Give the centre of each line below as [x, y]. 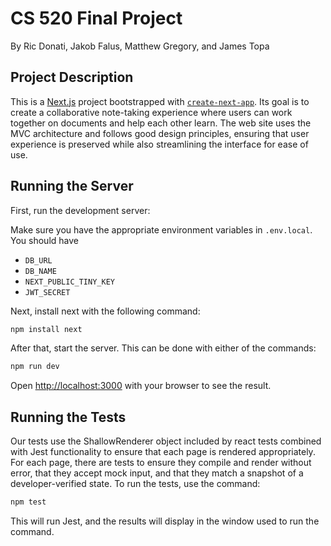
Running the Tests [68, 417]
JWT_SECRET [47, 292]
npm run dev [35, 367]
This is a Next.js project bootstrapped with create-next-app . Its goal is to [160, 101]
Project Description [72, 77]
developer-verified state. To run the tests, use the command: [135, 484]
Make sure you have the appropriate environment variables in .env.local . [161, 229]
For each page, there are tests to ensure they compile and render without [161, 463]
